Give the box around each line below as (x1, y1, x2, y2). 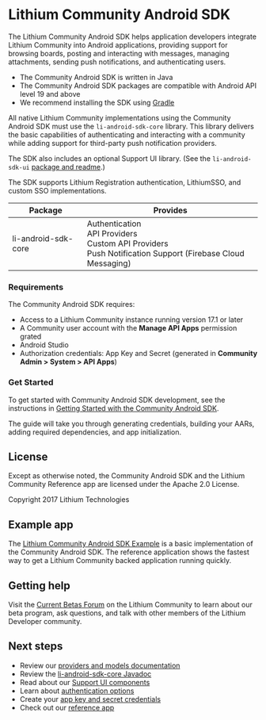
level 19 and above (19, 89, 81, 98)
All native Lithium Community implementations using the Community (8, 113, 231, 122)
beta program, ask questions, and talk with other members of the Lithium (8, 608, 246, 618)
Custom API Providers (86, 238, 169, 249)
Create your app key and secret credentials (19, 694, 161, 703)
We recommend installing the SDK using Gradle (19, 98, 175, 107)
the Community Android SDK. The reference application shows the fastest (8, 547, 249, 557)
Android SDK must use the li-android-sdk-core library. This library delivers (8, 121, 255, 131)
